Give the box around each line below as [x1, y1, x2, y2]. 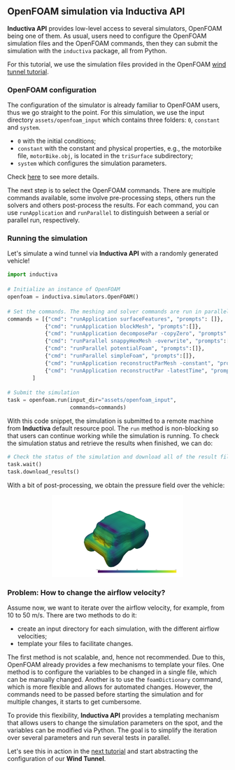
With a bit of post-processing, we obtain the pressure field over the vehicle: [7, 481, 225, 489]
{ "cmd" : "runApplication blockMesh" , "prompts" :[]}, [44, 323, 201, 330]
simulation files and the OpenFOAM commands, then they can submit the [7, 38, 218, 48]
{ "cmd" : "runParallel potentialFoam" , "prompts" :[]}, [44, 345, 205, 352]
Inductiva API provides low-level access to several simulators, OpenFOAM [7, 24, 222, 32]
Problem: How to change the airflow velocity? [7, 588, 166, 598]
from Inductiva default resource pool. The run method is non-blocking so [7, 424, 219, 433]
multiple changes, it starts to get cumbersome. [7, 698, 142, 706]
